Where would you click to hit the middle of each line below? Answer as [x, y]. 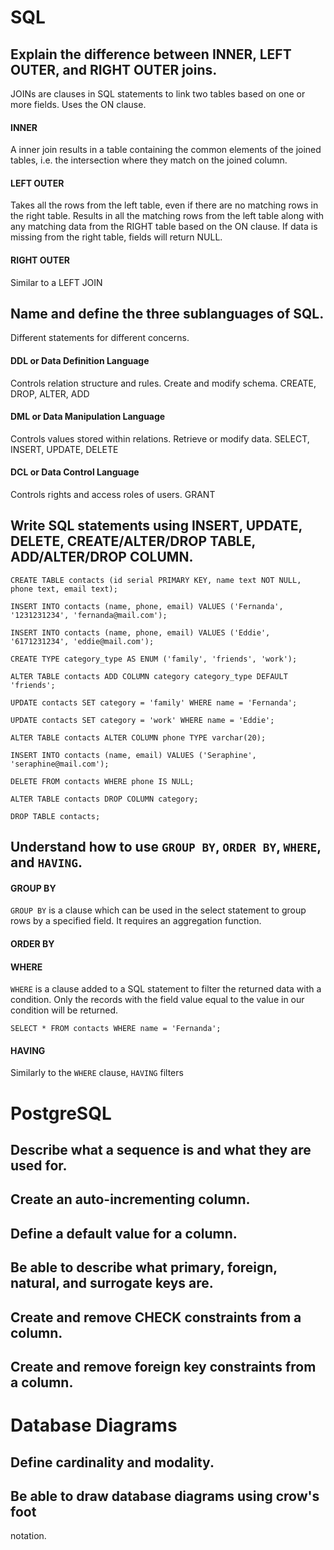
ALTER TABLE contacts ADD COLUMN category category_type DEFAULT [149, 676]
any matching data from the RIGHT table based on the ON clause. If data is [164, 227]
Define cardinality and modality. [112, 1462]
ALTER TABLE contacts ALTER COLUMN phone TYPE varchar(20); [138, 737]
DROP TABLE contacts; [55, 816]
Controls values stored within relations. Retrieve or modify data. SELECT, [160, 438]
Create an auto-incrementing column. [130, 1199]
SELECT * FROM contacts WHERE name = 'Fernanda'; [116, 1029]
